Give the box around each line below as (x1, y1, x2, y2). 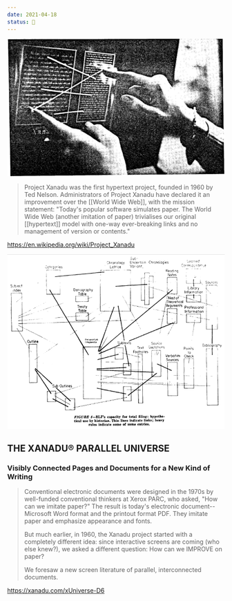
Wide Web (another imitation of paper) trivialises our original (23, 213, 197, 221)
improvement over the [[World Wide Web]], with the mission (23, 198, 195, 207)
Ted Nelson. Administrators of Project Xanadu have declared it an (23, 191, 211, 199)
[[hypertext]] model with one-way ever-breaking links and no (23, 220, 198, 228)
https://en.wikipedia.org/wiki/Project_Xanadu (7, 240, 135, 249)
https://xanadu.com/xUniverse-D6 (7, 586, 105, 595)
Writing (7, 472, 33, 481)
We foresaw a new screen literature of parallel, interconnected (23, 566, 202, 574)
